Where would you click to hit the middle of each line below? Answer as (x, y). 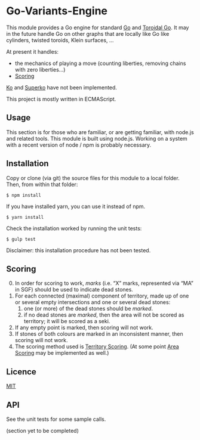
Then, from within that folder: (42, 184)
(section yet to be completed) (43, 431)
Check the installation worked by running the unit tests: (74, 228)
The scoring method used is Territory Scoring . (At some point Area (97, 346)
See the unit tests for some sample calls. (56, 419)
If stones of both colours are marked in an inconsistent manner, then (99, 334)
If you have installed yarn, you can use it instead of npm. (76, 206)
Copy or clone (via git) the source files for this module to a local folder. (93, 178)
